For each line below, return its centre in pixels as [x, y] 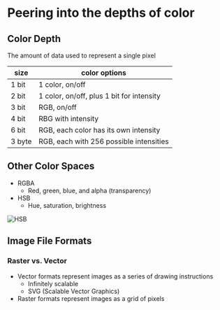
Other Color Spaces [51, 166]
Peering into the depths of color [101, 13]
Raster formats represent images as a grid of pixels [91, 298]
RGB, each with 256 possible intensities [103, 141]
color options [104, 73]
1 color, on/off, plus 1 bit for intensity [99, 96]
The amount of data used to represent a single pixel [81, 55]
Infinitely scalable [53, 283]
